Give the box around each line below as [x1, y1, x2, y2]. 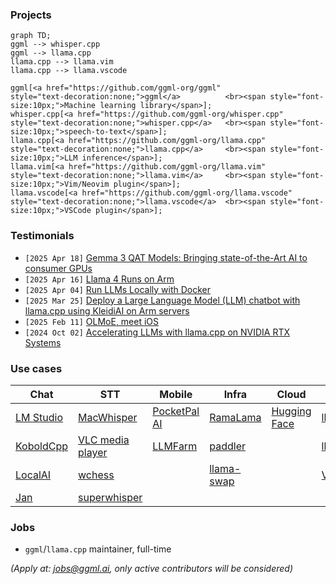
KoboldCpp [15, 439, 69, 453]
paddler [209, 439, 246, 453]
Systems [24, 336, 62, 348]
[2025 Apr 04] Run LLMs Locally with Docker [24, 283, 212, 295]
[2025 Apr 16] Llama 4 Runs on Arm [24, 273, 175, 285]
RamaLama [209, 410, 262, 424]
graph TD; [10, 31, 52, 41]
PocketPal [152, 404, 200, 418]
